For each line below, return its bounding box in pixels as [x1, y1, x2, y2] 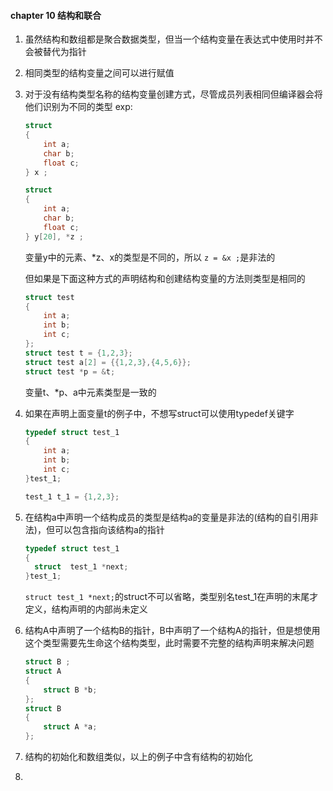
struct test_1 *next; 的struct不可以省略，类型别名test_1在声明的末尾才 [24, 591, 319, 603]
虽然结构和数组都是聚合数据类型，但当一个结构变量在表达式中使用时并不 [24, 33, 323, 45]
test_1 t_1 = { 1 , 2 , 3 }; [24, 491, 120, 502]
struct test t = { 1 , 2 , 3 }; [24, 348, 133, 358]
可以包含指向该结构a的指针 [54, 523, 165, 535]
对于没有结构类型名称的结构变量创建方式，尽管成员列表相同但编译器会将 [24, 88, 323, 100]
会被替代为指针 [24, 46, 87, 58]
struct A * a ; [43, 722, 98, 732]
